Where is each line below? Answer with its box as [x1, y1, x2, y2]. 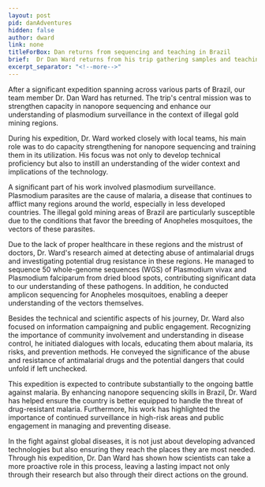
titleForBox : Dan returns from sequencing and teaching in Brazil [8, 48, 231, 56]
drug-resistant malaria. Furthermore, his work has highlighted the [8, 404, 221, 414]
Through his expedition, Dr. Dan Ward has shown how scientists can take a [8, 453, 251, 463]
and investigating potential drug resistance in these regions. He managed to [8, 256, 255, 265]
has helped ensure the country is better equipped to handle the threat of [8, 395, 243, 405]
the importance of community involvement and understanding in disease [8, 330, 244, 339]
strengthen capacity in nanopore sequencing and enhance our [8, 101, 211, 111]
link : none [8, 41, 44, 49]
